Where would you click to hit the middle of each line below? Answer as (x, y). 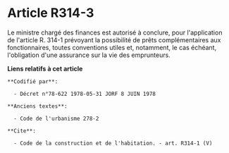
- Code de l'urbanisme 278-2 (56, 118)
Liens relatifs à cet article (45, 68)
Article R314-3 (51, 13)
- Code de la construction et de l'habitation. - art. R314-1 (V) (113, 143)
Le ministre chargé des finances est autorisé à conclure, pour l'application (115, 32)
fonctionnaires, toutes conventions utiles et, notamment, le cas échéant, (112, 47)
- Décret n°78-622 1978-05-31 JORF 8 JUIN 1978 (85, 94)
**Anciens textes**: (38, 106)
